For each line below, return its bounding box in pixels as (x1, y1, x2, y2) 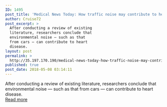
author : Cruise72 (5, 16, 41, 21)
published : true (5, 62, 39, 67)
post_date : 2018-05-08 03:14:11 (5, 67, 72, 72)
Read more (5, 97, 28, 102)
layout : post (5, 49, 32, 53)
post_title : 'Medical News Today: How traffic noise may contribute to (5, 12, 157, 17)
